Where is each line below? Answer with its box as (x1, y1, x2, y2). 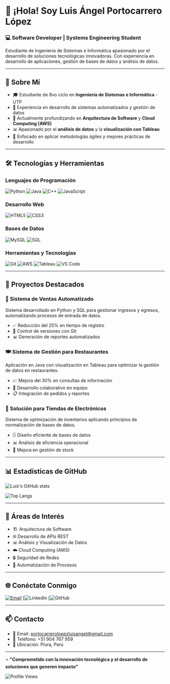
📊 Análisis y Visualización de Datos (12, 539, 88, 545)
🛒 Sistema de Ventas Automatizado (5, 296, 94, 303)
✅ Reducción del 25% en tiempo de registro (12, 322, 105, 328)
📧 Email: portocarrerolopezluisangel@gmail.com (12, 631, 113, 637)
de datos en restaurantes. (5, 367, 59, 373)
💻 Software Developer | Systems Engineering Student (5, 34, 141, 42)
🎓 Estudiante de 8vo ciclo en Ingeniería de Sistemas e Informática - (12, 92, 158, 98)
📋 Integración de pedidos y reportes (12, 390, 90, 397)
